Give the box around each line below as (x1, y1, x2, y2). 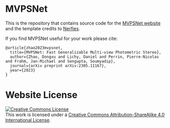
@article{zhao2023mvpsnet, (5, 45, 63, 50)
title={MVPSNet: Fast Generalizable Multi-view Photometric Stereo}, (10, 50, 161, 55)
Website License (5, 89, 78, 101)
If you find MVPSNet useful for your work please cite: (5, 35, 118, 41)
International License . (5, 117, 51, 123)
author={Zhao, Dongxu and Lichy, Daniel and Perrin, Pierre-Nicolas (10, 54, 159, 59)
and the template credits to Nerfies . (5, 25, 80, 31)
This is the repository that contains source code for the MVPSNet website (5, 20, 161, 26)
